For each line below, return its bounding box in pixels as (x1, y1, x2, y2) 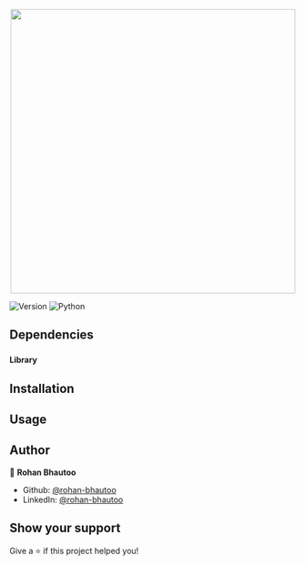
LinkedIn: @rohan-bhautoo (22, 494, 124, 505)
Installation (9, 380, 75, 396)
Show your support (9, 520, 121, 536)
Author (9, 442, 50, 459)
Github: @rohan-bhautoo (22, 484, 117, 495)
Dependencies (9, 328, 94, 343)
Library (9, 355, 38, 366)
